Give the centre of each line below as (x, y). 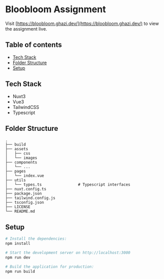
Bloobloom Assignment (56, 9)
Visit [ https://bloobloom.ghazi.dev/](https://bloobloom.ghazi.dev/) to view (82, 23)
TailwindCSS (26, 107)
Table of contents (34, 45)
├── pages (16, 172)
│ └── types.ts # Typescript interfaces (68, 185)
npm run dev (18, 257)
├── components (21, 162)
